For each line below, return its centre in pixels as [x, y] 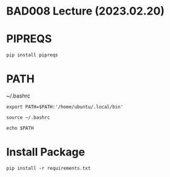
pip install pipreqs [32, 55]
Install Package [46, 152]
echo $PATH [20, 129]
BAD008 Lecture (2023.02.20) [86, 11]
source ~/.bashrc [28, 118]
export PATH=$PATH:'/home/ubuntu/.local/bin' [65, 107]
